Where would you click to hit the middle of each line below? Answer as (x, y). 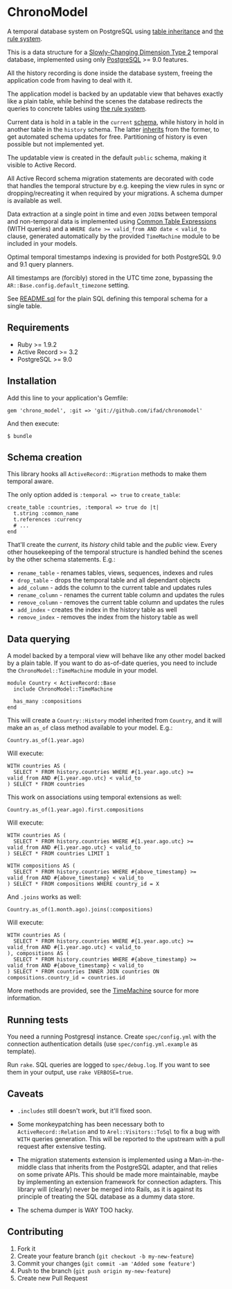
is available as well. (35, 200)
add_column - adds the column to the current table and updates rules (114, 588)
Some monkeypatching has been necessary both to (91, 1124)
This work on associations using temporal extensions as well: (95, 797)
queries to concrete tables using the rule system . (77, 108)
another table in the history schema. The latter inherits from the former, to (113, 129)
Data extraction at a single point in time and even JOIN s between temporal (112, 214)
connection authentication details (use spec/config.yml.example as (102, 1044)
